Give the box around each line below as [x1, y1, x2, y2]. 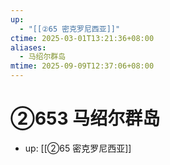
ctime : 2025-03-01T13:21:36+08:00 [10, 33, 155, 43]
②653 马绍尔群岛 [10, 107, 161, 130]
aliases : [10, 42, 47, 53]
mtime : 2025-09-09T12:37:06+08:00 [10, 61, 155, 71]
